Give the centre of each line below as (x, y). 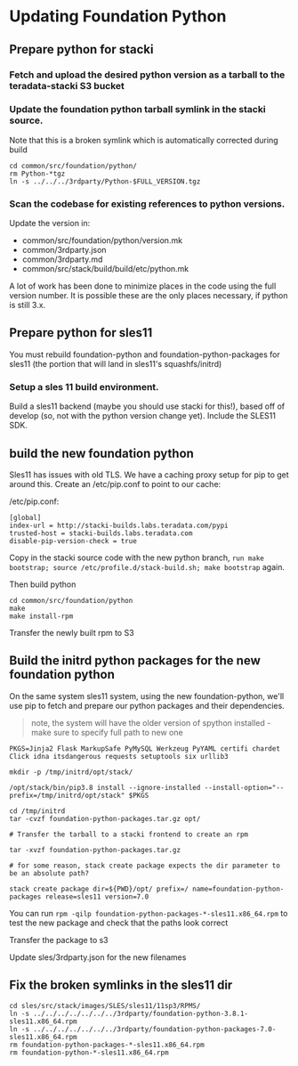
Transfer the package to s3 (59, 940)
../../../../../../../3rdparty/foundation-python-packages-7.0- (154, 1029)
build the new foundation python (101, 453)
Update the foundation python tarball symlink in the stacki (137, 110)
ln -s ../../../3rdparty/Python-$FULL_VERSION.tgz (105, 181)
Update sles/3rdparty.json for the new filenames (98, 957)
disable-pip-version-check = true (73, 541)
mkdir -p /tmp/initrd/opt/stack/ (71, 772)
